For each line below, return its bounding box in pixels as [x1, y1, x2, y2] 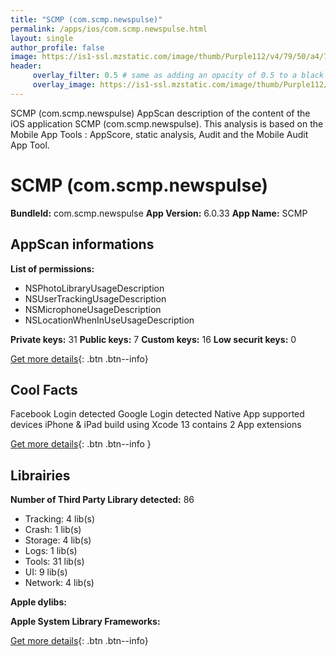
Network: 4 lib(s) [24, 577, 95, 589]
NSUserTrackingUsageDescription [24, 292, 167, 305]
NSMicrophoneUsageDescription [24, 303, 162, 315]
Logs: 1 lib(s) [24, 545, 78, 557]
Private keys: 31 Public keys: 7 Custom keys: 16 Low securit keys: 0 [10, 333, 297, 345]
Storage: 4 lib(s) [24, 534, 92, 546]
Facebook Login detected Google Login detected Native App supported [10, 408, 305, 420]
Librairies [10, 467, 71, 484]
